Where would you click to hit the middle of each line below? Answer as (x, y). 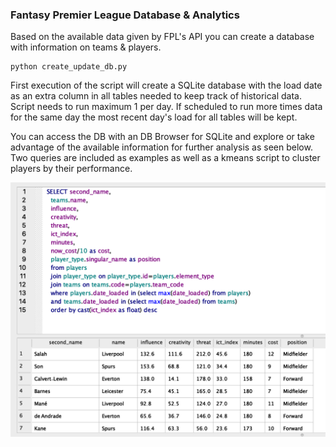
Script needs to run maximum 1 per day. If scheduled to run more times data (166, 107)
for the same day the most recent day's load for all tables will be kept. (154, 117)
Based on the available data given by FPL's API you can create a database (162, 37)
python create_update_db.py (69, 67)
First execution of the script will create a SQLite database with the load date (166, 85)
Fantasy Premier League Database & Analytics (125, 15)
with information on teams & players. (86, 47)
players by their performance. (71, 169)
